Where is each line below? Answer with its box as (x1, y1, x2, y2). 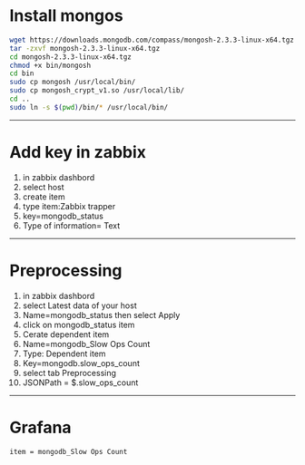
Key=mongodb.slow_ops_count (22, 357, 141, 368)
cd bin (9, 69, 34, 78)
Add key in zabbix (9, 142, 147, 162)
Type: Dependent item (22, 348, 106, 359)
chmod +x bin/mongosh (9, 61, 92, 70)
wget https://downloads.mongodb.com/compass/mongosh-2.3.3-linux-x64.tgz (9, 35, 295, 44)
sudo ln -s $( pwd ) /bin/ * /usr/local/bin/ (9, 102, 169, 111)
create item (22, 191, 65, 202)
